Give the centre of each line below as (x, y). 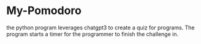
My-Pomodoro (44, 11)
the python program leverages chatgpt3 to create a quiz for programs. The (100, 28)
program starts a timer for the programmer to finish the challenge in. (93, 34)
